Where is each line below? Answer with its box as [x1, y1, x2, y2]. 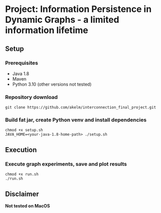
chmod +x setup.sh [5, 128, 43, 133]
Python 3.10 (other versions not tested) [12, 81, 92, 87]
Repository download [5, 94, 58, 101]
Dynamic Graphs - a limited [5, 14, 119, 25]
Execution [5, 145, 37, 154]
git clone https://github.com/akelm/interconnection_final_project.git [5, 105, 156, 110]
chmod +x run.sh [5, 172, 39, 177]
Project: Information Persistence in [5, 3, 152, 15]
